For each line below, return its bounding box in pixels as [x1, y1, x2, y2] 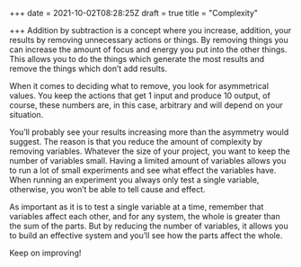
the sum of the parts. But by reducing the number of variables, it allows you [9, 220, 289, 231]
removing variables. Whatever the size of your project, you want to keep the [9, 146, 290, 156]
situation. [9, 110, 44, 120]
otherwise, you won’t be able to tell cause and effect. [9, 184, 206, 194]
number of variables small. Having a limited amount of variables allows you [9, 156, 287, 165]
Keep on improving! [9, 247, 82, 258]
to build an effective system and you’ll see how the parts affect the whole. [9, 230, 283, 241]
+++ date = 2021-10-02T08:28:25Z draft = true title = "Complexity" [9, 8, 259, 18]
